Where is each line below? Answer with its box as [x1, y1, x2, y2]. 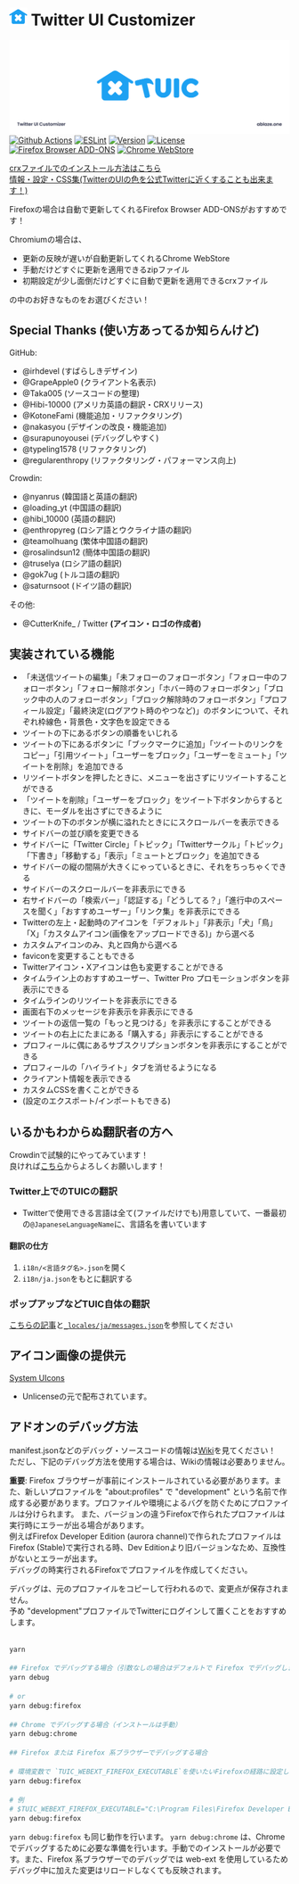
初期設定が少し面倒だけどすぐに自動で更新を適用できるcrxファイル [21, 275, 269, 285]
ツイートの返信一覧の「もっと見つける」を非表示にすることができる [21, 1018, 272, 1029]
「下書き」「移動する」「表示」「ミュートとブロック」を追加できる [21, 850, 261, 861]
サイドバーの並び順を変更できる [21, 828, 140, 839]
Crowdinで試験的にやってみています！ [9, 1150, 149, 1161]
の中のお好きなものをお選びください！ [9, 293, 149, 305]
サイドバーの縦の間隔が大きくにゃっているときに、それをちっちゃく [21, 862, 271, 872]
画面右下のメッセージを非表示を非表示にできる [21, 1006, 194, 1017]
